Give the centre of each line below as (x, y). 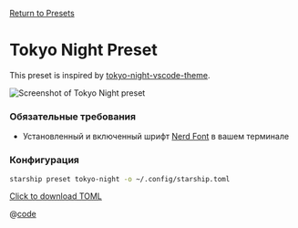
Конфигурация (45, 161)
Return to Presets (42, 13)
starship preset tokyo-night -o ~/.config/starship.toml (120, 179)
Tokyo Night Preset (83, 50)
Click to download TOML (56, 196)
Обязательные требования (73, 116)
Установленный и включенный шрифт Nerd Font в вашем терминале (156, 137)
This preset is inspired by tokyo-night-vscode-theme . (110, 75)
